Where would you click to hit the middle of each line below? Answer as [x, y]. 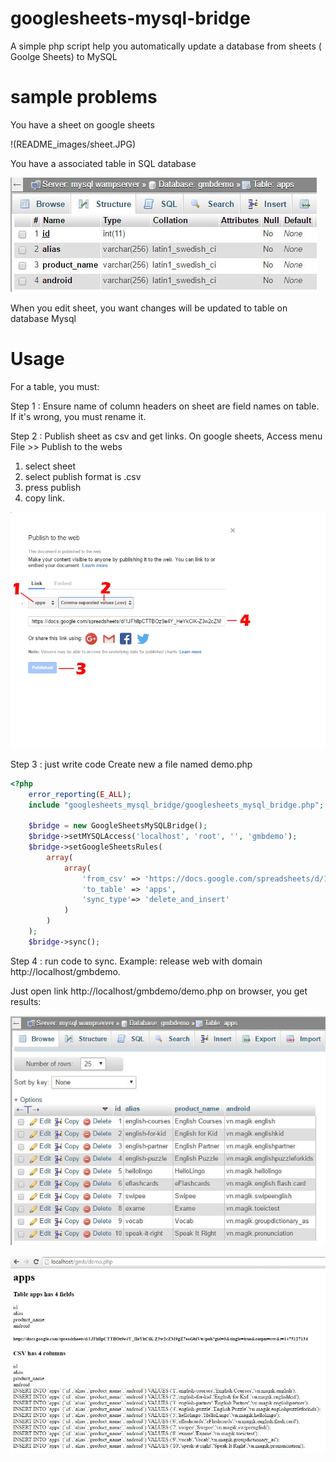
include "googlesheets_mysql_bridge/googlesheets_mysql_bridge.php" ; [176, 805]
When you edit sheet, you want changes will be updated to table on [149, 308]
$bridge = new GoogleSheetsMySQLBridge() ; [118, 826]
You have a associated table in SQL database [103, 163]
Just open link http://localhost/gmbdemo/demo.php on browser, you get [159, 991]
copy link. [45, 498]
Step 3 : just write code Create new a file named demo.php [131, 764]
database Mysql [43, 318]
